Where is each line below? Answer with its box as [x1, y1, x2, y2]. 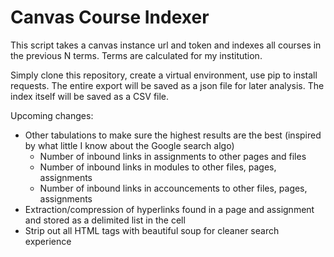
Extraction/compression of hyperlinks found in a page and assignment [24, 203, 315, 215]
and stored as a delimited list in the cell [24, 214, 186, 226]
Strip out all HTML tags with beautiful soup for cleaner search [24, 224, 280, 236]
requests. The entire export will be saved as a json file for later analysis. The [10, 79, 325, 91]
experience [24, 235, 72, 247]
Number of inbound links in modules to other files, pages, [39, 161, 277, 173]
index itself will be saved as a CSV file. [10, 90, 170, 102]
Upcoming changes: [10, 109, 94, 121]
